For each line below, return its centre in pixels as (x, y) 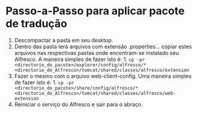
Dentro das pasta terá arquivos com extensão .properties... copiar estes (103, 47)
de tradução (36, 24)
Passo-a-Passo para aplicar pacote (95, 11)
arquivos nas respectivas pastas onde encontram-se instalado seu (97, 53)
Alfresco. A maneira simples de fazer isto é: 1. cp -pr (79, 59)
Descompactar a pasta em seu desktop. (64, 40)
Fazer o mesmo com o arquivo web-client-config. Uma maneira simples (103, 76)
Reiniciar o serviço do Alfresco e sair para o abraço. (79, 104)
